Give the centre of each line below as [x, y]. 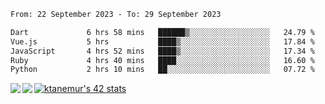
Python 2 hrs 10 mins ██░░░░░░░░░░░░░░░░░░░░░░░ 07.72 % [162, 70]
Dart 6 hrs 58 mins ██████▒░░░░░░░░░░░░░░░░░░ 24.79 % [162, 32]
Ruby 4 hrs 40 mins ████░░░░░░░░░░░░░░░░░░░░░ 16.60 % [162, 60]
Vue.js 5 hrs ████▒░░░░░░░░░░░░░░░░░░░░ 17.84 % [162, 41]
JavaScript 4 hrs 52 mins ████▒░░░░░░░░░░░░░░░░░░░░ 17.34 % [162, 51]
